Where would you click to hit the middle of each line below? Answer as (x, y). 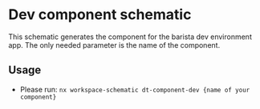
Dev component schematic (100, 15)
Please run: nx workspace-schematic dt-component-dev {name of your (135, 89)
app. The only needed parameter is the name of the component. (114, 45)
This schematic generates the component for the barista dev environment (130, 37)
